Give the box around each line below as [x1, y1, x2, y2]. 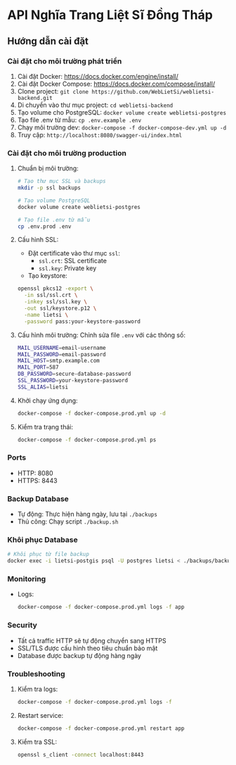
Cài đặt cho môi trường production [7, 148, 126, 158]
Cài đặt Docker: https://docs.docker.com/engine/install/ [17, 72, 179, 80]
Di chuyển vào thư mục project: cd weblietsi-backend [17, 101, 173, 109]
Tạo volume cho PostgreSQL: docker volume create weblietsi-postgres [17, 108, 227, 116]
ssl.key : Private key [38, 264, 97, 272]
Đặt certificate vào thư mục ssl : [27, 249, 121, 258]
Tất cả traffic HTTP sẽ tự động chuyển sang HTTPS [17, 636, 166, 645]
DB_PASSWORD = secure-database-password [17, 370, 131, 378]
